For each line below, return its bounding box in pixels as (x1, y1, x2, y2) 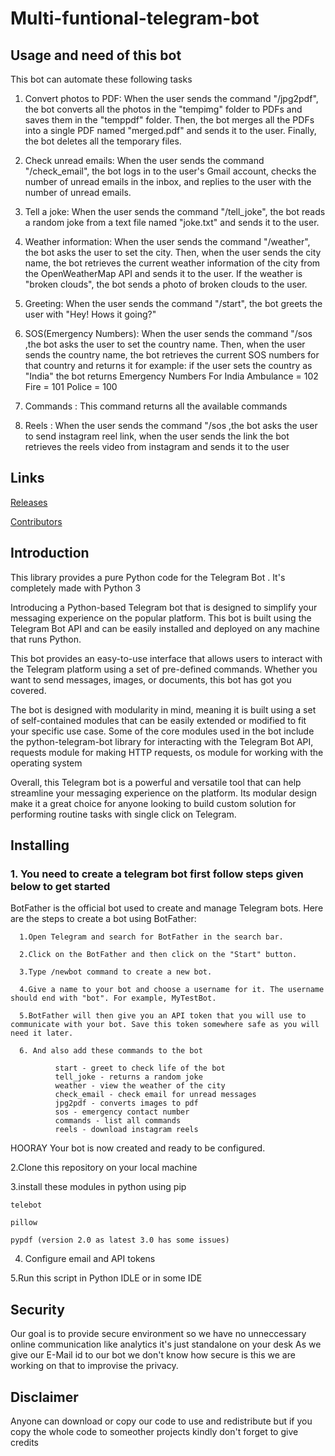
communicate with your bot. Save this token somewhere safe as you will (10, 1020, 320, 1030)
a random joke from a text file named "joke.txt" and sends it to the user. (24, 217, 320, 228)
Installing (10, 837, 70, 854)
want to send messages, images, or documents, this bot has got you (10, 673, 292, 686)
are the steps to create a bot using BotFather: (10, 913, 197, 925)
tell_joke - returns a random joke (54, 1072, 203, 1082)
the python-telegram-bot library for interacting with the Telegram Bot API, (10, 735, 314, 747)
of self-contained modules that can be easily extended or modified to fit (10, 714, 307, 726)
